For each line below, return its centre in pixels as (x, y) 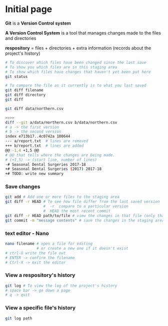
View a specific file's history (40, 308)
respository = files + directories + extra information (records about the (78, 48)
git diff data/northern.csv (34, 108)
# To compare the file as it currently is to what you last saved (76, 86)
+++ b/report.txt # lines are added (44, 146)
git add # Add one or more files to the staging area (62, 197)
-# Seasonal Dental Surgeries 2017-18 (45, 164)
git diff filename (24, 90)
